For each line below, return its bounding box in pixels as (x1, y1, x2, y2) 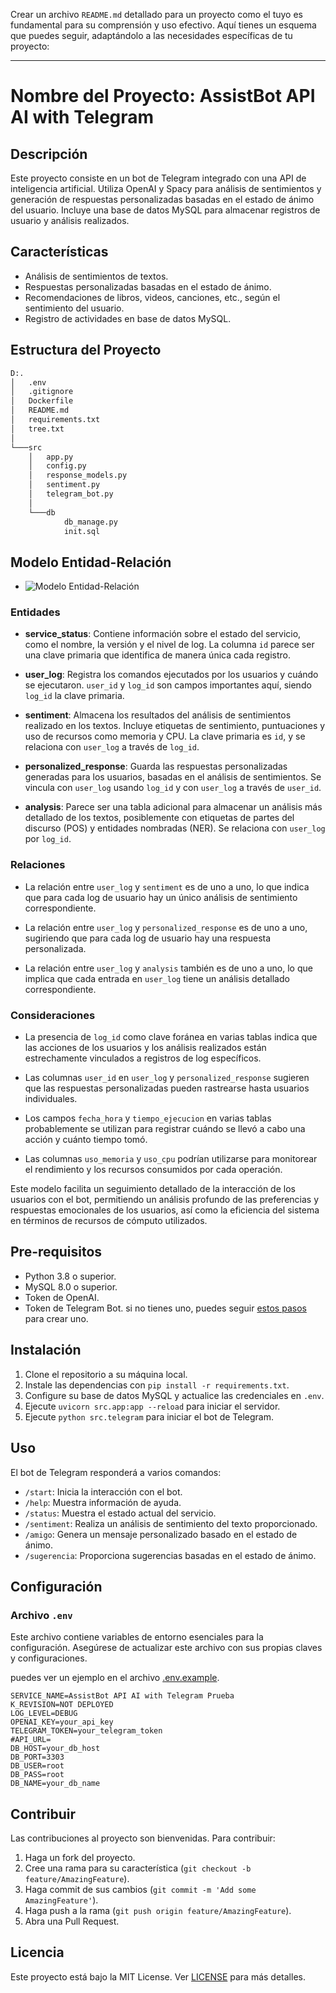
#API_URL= (10, 1735, 52, 1745)
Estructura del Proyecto (10, 342, 162, 359)
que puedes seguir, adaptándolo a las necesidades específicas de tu (10, 30, 293, 41)
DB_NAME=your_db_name (10, 1779, 101, 1789)
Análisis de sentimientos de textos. (24, 270, 169, 282)
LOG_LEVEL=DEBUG (10, 1709, 78, 1719)
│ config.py (28, 461, 87, 471)
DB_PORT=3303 (10, 1752, 65, 1763)
